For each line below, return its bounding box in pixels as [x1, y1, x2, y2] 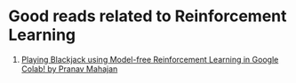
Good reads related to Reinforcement [8, 6, 287, 26]
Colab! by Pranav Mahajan [20, 64, 118, 74]
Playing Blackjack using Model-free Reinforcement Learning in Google [20, 54, 279, 64]
